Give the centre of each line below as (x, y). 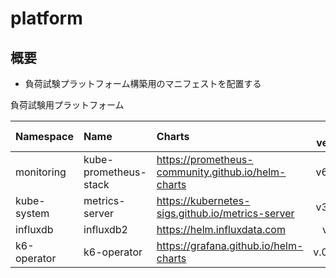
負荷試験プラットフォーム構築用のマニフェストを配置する (143, 83)
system (32, 213)
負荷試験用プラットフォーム (67, 105)
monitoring (41, 172)
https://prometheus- (205, 159)
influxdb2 (105, 229)
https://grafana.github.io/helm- (230, 245)
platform (46, 18)
